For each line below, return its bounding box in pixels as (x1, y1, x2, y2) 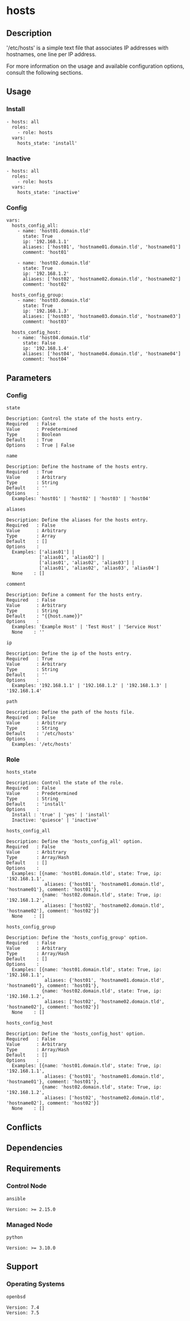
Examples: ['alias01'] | (12, 549, 75, 555)
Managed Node (6, 1220, 53, 1229)
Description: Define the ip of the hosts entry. (6, 650, 132, 657)
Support (6, 1261, 38, 1272)
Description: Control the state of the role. (6, 780, 124, 786)
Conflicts (6, 1122, 42, 1132)
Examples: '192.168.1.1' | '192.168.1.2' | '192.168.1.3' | (12, 682, 167, 688)
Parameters (6, 373, 52, 383)
